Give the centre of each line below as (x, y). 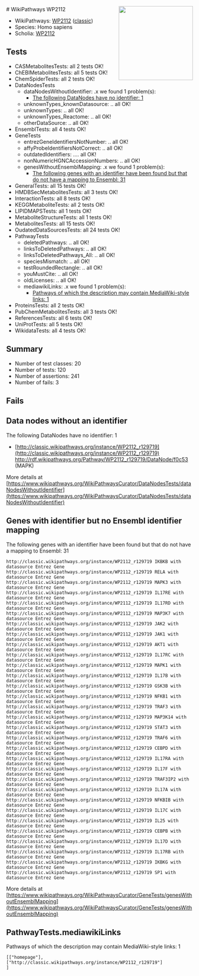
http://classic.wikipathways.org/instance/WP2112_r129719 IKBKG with (94, 862)
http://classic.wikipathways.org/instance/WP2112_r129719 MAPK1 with (94, 665)
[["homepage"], (25, 958)
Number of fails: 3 (37, 382)
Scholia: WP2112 (35, 33)
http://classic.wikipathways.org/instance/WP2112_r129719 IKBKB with (94, 561)
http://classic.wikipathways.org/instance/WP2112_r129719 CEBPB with (94, 831)
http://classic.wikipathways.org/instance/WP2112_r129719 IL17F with (94, 769)
